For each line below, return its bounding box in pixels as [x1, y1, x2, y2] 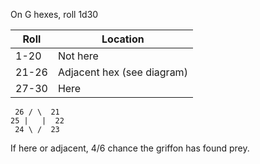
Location [101, 32, 145, 46]
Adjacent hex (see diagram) [57, 65, 188, 79]
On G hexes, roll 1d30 [10, 9, 99, 20]
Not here [57, 49, 99, 63]
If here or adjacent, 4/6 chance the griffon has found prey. [10, 142, 250, 154]
